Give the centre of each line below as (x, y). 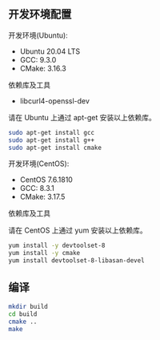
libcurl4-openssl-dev (55, 101)
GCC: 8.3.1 (37, 188)
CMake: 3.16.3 (43, 68)
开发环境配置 (40, 14)
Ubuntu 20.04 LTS (50, 51)
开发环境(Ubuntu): (38, 35)
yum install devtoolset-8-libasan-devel (77, 261)
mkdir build (28, 306)
